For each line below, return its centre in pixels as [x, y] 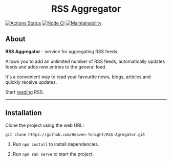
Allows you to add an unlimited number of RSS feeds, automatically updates [85, 61]
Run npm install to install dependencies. [56, 144]
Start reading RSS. [25, 92]
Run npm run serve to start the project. [53, 154]
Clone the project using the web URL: [45, 125]
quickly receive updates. [31, 82]
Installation [24, 113]
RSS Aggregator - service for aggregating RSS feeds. [62, 51]
